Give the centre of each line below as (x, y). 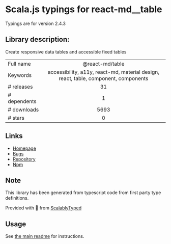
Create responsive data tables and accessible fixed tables (66, 51)
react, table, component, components (104, 78)
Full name (20, 64)
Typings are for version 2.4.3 (36, 23)
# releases (20, 87)
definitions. (17, 198)
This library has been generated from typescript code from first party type (83, 193)
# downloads (23, 110)
